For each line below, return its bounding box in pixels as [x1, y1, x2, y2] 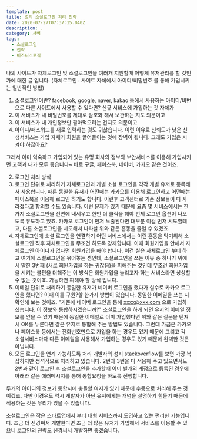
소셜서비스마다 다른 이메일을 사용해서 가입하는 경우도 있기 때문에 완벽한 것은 [14, 335, 189, 342]
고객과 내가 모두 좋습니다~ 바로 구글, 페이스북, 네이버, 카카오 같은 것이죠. [12, 160, 178, 168]
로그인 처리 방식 [14, 173, 51, 180]
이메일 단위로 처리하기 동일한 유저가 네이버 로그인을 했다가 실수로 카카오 [14, 283, 180, 291]
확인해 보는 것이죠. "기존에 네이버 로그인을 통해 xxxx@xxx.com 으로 [14, 298, 172, 305]
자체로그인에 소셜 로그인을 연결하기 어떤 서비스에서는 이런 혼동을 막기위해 [14, 232, 183, 239]
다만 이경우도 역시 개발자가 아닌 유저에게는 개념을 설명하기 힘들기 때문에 [23, 392, 188, 399]
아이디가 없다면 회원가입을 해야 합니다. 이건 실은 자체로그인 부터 [35, 247, 181, 254]
